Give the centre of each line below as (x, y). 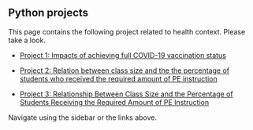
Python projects (48, 13)
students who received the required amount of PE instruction (119, 78)
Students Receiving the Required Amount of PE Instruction (114, 102)
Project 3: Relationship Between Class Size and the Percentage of (126, 94)
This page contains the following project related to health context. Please (127, 31)
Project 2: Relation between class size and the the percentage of (125, 70)
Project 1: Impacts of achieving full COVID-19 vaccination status (123, 55)
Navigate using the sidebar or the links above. (83, 117)
